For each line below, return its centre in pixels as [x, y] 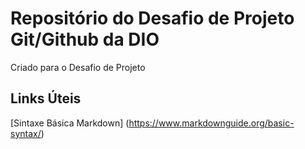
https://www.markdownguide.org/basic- [211, 123]
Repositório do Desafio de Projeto [152, 18]
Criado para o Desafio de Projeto [78, 67]
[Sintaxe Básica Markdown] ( [70, 123]
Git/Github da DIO [85, 39]
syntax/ [26, 133]
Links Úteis [46, 98]
